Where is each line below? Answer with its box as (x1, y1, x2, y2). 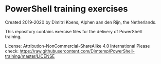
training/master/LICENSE (5, 53, 55, 59)
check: (5, 48, 19, 54)
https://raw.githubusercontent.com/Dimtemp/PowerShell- (19, 48, 135, 54)
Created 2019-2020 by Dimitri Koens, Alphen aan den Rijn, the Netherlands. (5, 19, 157, 25)
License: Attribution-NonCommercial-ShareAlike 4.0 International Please (5, 43, 150, 49)
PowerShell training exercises (5, 3, 128, 14)
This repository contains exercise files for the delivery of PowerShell (5, 28, 142, 34)
